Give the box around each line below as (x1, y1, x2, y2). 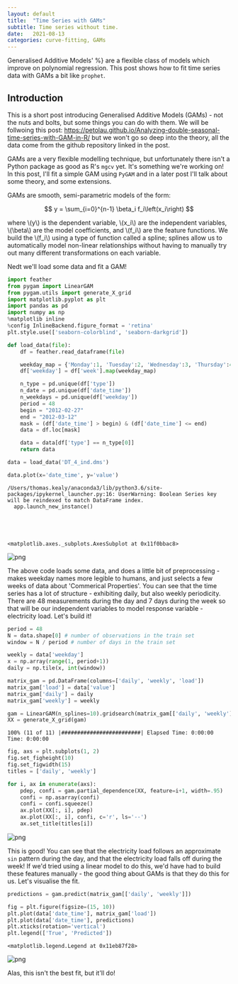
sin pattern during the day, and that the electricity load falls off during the (7, 854, 222, 863)
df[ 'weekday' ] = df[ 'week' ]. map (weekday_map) (20, 367, 157, 375)
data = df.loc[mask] (20, 426, 81, 433)
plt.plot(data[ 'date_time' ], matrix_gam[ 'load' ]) (7, 910, 157, 917)
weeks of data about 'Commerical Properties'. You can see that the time (7, 581, 217, 590)
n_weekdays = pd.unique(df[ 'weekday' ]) (20, 394, 138, 401)
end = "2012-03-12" (20, 413, 78, 421)
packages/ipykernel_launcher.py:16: (7, 490, 115, 497)
